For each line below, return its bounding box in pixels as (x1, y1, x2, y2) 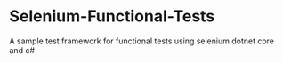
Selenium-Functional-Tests (9, 6, 215, 27)
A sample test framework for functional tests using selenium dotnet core (9, 35, 274, 46)
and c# (9, 44, 36, 55)
